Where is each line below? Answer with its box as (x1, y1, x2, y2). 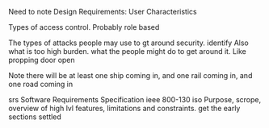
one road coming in (8, 80, 74, 89)
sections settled (8, 112, 62, 122)
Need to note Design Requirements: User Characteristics (8, 7, 197, 16)
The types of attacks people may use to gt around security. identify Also (8, 38, 249, 47)
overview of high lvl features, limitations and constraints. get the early (8, 104, 241, 113)
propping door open (8, 56, 75, 64)
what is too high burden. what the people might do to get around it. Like (8, 47, 246, 56)
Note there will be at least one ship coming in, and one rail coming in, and (8, 71, 253, 80)
